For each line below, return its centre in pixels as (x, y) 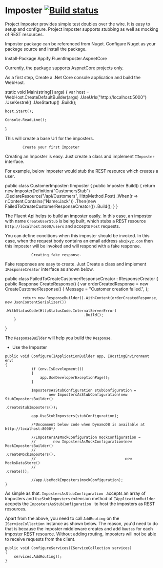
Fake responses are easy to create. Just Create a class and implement (76, 264)
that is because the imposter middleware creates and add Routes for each (79, 528)
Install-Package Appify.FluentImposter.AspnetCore (56, 58)
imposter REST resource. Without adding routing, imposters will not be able (81, 534)
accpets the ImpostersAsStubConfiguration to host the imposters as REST (80, 504)
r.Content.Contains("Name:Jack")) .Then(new (51, 201)
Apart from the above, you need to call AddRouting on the (62, 518)
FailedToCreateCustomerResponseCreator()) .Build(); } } (61, 206)
